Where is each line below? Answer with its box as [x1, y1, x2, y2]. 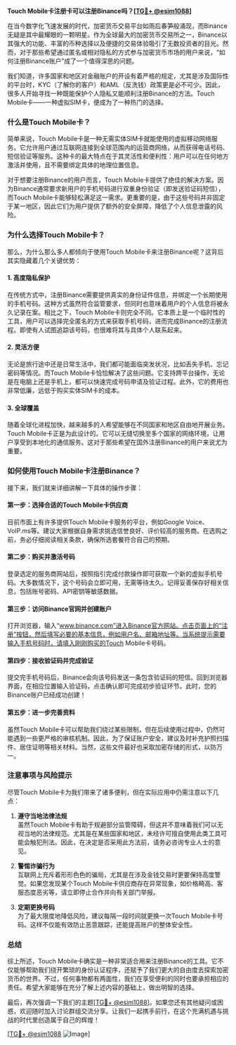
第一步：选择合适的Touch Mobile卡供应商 [7, 501, 129, 510]
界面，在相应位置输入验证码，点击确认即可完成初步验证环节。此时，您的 [7, 682, 216, 691]
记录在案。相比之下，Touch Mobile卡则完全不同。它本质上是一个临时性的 [13, 308, 225, 317]
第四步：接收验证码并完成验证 [7, 656, 93, 665]
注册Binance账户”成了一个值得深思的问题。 [13, 57, 138, 65]
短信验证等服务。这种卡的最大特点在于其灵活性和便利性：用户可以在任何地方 [7, 152, 229, 161]
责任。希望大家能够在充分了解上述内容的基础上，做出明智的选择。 [7, 983, 198, 992]
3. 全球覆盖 [7, 404, 40, 412]
